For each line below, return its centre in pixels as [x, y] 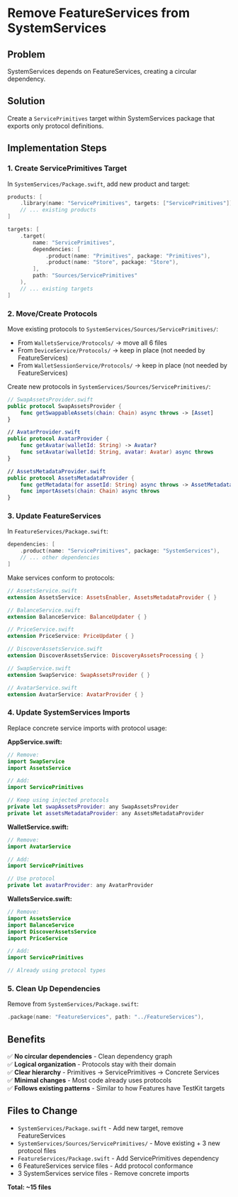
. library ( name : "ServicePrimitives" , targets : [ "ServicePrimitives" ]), [128, 204]
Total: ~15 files [29, 1187]
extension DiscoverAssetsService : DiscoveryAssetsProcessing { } [106, 656]
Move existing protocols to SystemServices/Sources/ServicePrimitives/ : [113, 329]
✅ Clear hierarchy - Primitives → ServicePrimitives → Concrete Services [113, 1072]
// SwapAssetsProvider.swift [50, 399]
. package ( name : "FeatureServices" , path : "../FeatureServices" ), [106, 1017]
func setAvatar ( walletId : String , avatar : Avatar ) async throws [117, 452]
